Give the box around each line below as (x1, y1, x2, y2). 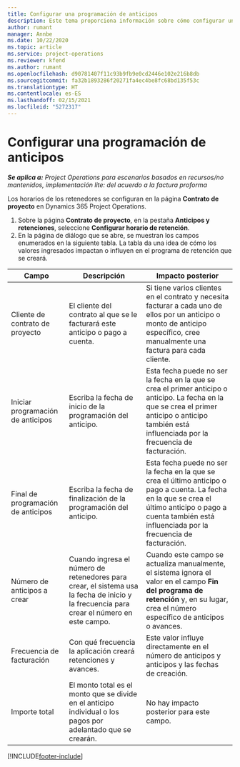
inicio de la (69, 401, 106, 411)
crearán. (69, 733, 97, 743)
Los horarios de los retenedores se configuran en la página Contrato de (7, 194, 219, 203)
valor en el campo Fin (146, 576, 219, 586)
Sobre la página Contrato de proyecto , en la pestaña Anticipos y (17, 216, 210, 224)
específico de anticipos (146, 612, 224, 622)
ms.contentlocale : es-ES (7, 90, 81, 97)
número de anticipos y (146, 651, 221, 661)
